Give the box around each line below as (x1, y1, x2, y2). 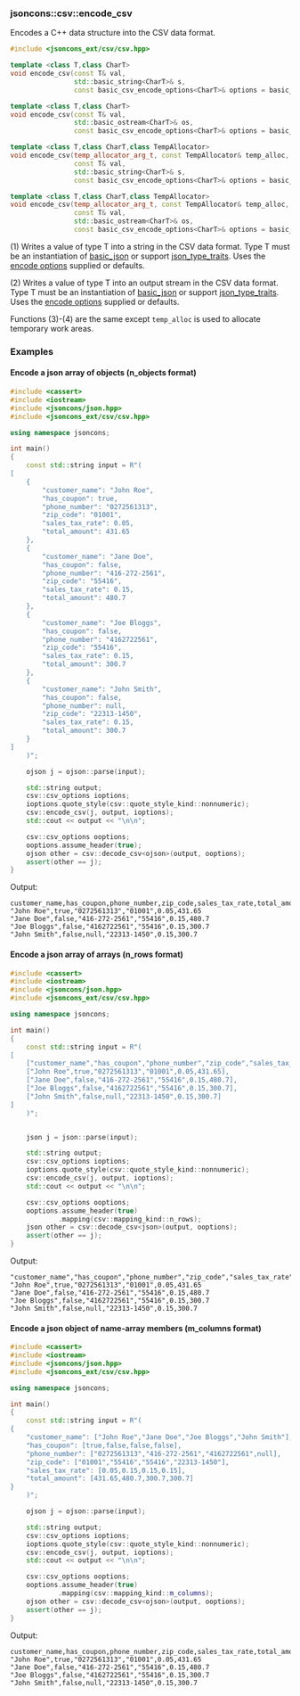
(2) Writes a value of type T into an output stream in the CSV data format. (10, 277, 279, 288)
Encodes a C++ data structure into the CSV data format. (10, 28, 216, 38)
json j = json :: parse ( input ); (26, 1132, 139, 1141)
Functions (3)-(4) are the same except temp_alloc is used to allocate (10, 313, 261, 324)
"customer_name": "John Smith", (42, 685, 163, 694)
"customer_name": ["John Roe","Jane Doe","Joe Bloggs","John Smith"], (26, 1433, 294, 1442)
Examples (10, 345, 54, 358)
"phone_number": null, (42, 701, 126, 711)
